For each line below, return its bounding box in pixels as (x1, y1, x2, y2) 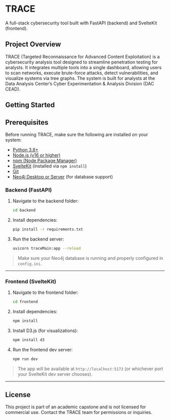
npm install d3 (12, 337, 45, 342)
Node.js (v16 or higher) (12, 152, 61, 158)
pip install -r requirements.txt (12, 227, 83, 232)
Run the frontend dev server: (12, 346, 73, 352)
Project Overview (5, 40, 61, 49)
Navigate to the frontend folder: (12, 289, 78, 295)
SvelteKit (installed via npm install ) (12, 163, 87, 169)
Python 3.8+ (12, 146, 39, 153)
